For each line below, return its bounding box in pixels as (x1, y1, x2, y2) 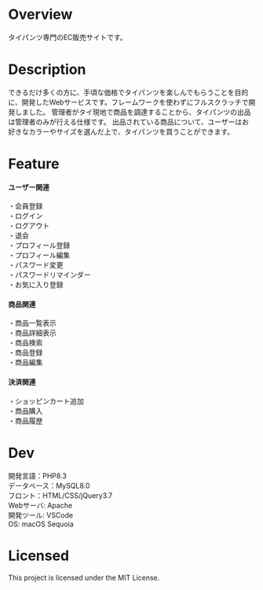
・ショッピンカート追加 (8, 396, 84, 406)
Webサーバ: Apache (8, 500, 73, 510)
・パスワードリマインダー (8, 270, 91, 280)
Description (8, 61, 86, 79)
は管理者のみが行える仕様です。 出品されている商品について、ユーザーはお (8, 116, 250, 127)
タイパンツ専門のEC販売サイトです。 (8, 32, 127, 42)
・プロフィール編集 (8, 250, 71, 260)
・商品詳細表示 (8, 328, 57, 337)
